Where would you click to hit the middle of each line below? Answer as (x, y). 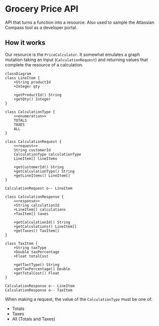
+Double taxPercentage (37, 252)
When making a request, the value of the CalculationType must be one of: (79, 299)
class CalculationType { (30, 112)
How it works (25, 43)
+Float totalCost (31, 256)
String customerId (32, 150)
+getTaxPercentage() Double (42, 269)
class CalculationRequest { (33, 142)
